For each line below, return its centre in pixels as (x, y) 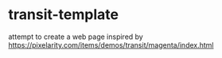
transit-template (64, 15)
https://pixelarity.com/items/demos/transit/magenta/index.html (111, 44)
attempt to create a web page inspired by (76, 37)
